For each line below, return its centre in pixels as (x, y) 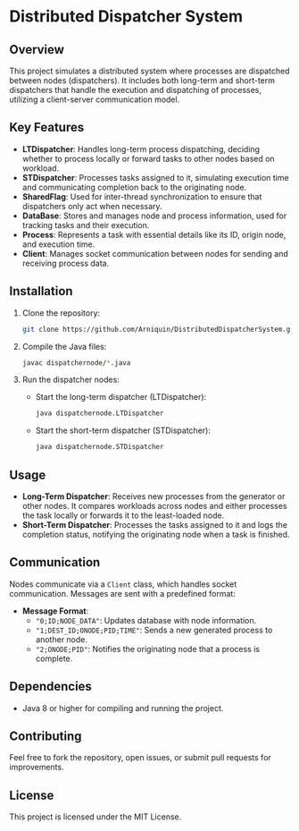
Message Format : (55, 611)
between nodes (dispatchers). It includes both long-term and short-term (142, 81)
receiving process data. (66, 263)
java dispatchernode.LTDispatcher (100, 413)
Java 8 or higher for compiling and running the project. (123, 708)
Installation (41, 291)
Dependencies (50, 687)
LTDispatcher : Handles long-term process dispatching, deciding (141, 148)
